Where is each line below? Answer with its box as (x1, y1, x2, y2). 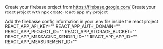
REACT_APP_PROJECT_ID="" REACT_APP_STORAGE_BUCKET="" (5, 29, 137, 34)
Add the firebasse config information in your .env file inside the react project (5, 19, 158, 24)
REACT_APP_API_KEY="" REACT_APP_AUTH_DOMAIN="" (5, 24, 121, 29)
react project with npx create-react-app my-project (5, 9, 108, 15)
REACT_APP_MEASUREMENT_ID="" (5, 39, 77, 45)
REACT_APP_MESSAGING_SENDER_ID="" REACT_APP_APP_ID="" (5, 34, 138, 39)
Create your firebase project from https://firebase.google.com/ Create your (5, 4, 156, 10)
